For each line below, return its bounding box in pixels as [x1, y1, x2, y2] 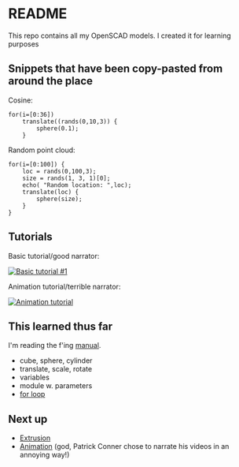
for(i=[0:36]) [8, 110, 55, 118]
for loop [19, 390, 46, 399]
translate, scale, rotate [19, 364, 93, 374]
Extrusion [19, 433, 51, 443]
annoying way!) [19, 450, 70, 460]
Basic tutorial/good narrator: [8, 251, 100, 260]
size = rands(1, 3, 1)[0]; [22, 174, 111, 182]
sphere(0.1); [36, 124, 79, 133]
